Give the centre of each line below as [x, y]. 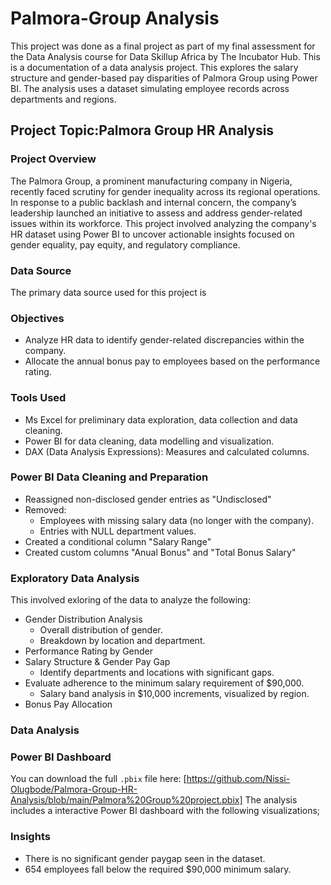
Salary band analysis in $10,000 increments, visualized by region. [174, 694]
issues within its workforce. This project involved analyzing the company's [163, 223]
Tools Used [38, 398]
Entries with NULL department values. [118, 531]
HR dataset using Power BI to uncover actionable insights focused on [152, 234]
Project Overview [53, 159]
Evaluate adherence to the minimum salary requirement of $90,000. [164, 683]
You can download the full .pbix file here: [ [98, 779]
